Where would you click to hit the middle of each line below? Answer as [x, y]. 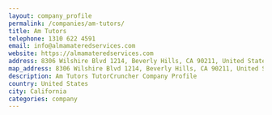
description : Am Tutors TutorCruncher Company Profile [103, 76]
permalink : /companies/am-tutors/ [67, 23]
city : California [38, 91]
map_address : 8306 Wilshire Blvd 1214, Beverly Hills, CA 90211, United [134, 69]
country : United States [49, 83]
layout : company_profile [50, 16]
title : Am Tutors [38, 31]
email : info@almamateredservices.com [72, 46]
